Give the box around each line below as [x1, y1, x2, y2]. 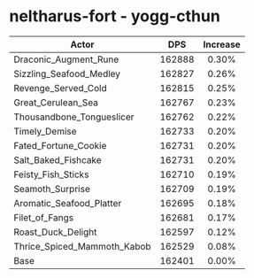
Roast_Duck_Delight [13, 226, 97, 238]
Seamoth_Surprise [13, 182, 90, 195]
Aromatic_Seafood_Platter [13, 197, 122, 209]
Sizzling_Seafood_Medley [13, 67, 121, 80]
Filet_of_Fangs [13, 211, 73, 223]
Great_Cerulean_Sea [13, 96, 99, 108]
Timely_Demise [13, 125, 77, 137]
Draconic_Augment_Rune [13, 53, 119, 66]
